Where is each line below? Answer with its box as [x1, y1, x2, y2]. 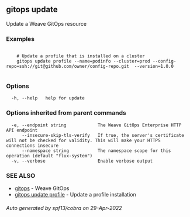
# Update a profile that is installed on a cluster [16, 53, 145, 59]
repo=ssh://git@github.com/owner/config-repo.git [6, 64, 130, 70]
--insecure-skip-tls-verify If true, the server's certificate [21, 132, 184, 138]
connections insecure [6, 143, 59, 149]
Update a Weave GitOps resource [6, 20, 87, 27]
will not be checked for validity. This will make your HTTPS [6, 137, 161, 143]
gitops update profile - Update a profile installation [14, 191, 136, 198]
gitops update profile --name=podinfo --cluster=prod [16, 58, 150, 64]
